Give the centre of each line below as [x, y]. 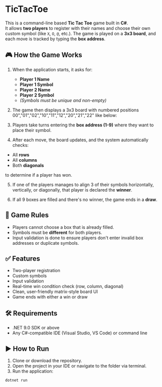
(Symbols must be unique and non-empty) [63, 100]
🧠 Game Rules [27, 215]
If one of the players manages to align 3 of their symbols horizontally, [83, 185]
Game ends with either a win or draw [50, 297]
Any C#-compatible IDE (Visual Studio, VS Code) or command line [80, 333]
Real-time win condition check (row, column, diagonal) [68, 287]
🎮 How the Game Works [44, 55]
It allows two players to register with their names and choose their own [78, 28]
